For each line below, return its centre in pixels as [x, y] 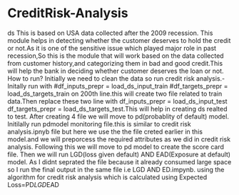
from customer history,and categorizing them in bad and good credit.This [115, 63]
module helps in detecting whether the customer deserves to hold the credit [119, 40]
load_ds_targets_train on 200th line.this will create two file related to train [115, 94]
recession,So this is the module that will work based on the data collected [116, 56]
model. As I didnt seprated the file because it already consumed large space [119, 161]
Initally [17, 86]
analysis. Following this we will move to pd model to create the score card [116, 146]
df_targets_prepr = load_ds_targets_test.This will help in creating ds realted [117, 109]
